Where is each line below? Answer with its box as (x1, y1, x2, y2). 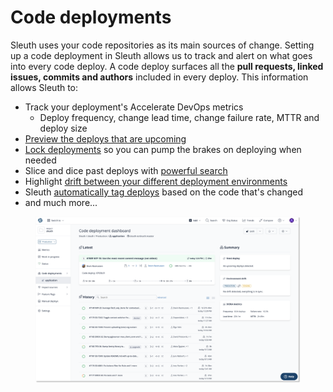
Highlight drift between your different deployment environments (24, 175, 288, 187)
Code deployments (10, 6, 172, 29)
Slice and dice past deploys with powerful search (24, 164, 228, 176)
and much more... (24, 196, 98, 208)
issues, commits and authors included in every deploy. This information (10, 71, 309, 83)
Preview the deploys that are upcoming (24, 132, 187, 145)
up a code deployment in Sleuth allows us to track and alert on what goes (10, 49, 313, 61)
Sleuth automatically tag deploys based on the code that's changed (24, 186, 303, 198)
